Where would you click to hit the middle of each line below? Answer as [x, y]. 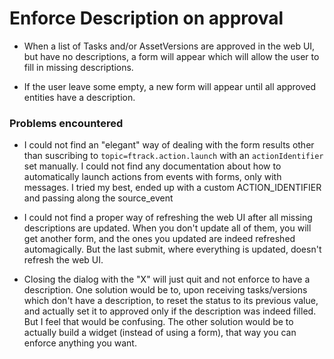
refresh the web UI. [63, 260]
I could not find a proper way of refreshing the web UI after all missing [168, 218]
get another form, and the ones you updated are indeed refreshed [159, 239]
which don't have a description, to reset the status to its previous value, [171, 301]
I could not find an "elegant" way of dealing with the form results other [169, 145]
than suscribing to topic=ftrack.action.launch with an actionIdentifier [173, 156]
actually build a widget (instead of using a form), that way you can [160, 333]
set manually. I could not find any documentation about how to [152, 166]
